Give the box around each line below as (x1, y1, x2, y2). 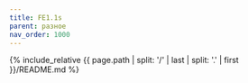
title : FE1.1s (9, 13, 63, 23)
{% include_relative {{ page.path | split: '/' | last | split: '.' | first (9, 55, 239, 66)
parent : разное (9, 22, 67, 31)
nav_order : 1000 (9, 30, 70, 39)
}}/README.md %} (9, 64, 79, 75)
